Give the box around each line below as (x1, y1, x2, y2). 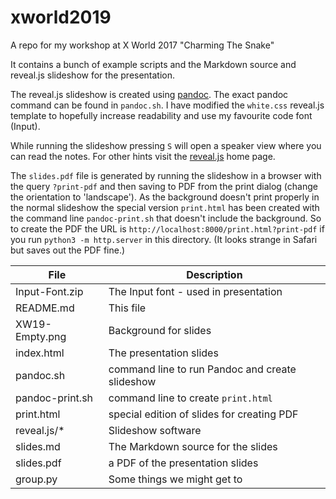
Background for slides (108, 323, 212, 337)
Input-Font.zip (15, 284, 84, 298)
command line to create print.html (108, 391, 273, 405)
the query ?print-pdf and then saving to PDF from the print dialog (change (10, 180, 318, 192)
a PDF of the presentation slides (108, 456, 259, 470)
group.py (15, 472, 58, 486)
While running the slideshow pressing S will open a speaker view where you (10, 139, 322, 151)
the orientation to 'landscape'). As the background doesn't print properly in (10, 191, 320, 203)
